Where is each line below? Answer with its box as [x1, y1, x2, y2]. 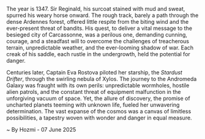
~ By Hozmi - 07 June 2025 [6, 126, 76, 133]
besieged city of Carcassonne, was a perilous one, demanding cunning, [6, 31, 188, 38]
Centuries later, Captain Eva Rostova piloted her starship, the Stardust [6, 69, 182, 76]
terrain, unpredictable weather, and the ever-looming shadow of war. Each [6, 44, 194, 51]
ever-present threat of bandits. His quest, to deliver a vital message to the [6, 24, 193, 32]
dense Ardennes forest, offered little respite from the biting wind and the [6, 18, 189, 25]
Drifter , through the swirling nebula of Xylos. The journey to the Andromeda [6, 76, 197, 82]
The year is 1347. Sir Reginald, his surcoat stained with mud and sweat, [6, 5, 185, 12]
